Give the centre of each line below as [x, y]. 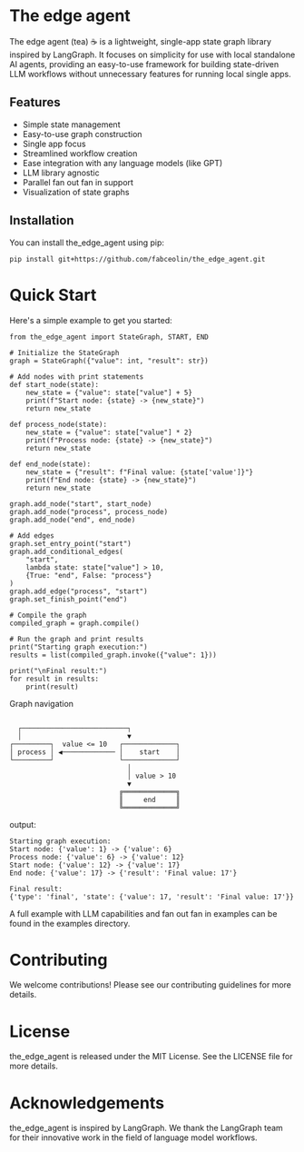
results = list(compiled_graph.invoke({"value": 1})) [113, 655]
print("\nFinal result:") [58, 670]
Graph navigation [42, 703]
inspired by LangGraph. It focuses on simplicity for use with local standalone [152, 55]
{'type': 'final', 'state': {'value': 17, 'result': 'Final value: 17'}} [152, 897]
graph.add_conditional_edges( [67, 551]
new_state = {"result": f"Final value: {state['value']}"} [140, 472]
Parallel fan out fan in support [78, 182]
